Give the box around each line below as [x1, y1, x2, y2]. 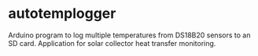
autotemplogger [8, 5, 116, 23]
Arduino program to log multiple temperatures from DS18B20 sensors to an [8, 30, 251, 40]
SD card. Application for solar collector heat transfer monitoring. [8, 38, 216, 47]
